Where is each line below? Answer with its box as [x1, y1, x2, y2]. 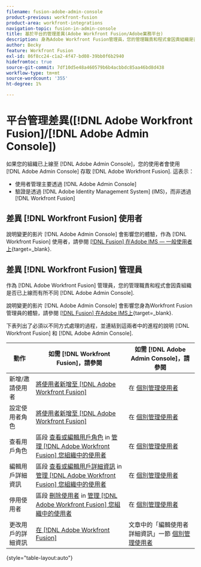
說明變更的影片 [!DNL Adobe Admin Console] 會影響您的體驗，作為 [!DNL [6, 230, 187, 237]
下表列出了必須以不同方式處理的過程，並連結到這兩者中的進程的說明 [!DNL [6, 322, 190, 329]
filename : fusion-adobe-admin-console [6, 8, 103, 15]
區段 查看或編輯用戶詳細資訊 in [35, 462, 122, 470]
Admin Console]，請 [130, 354, 190, 362]
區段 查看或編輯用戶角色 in [35, 433, 110, 441]
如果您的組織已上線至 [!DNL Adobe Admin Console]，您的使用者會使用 [6, 160, 181, 167]
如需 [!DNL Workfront [48, 349, 111, 358]
